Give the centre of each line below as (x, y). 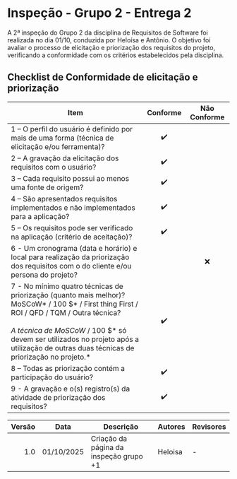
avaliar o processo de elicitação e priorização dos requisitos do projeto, (111, 47)
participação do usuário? (52, 377)
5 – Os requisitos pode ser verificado (72, 227)
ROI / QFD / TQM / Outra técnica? (66, 312)
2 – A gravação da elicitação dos (65, 158)
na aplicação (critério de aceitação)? (72, 237)
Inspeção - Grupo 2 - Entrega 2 (99, 13)
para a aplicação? (40, 216)
